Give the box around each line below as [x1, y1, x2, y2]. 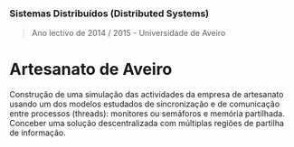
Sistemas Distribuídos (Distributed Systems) [9, 7, 210, 20]
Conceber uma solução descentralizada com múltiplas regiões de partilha [9, 118, 285, 129]
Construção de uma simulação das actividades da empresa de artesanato [9, 89, 284, 100]
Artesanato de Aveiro [9, 60, 173, 79]
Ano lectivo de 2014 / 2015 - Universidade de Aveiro [31, 28, 226, 39]
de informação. [9, 127, 66, 138]
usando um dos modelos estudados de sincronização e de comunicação [9, 98, 280, 110]
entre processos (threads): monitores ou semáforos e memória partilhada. [9, 108, 285, 119]
